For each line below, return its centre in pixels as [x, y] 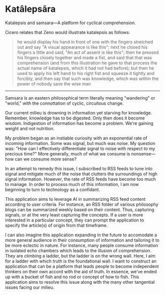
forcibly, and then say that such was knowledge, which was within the [88, 78]
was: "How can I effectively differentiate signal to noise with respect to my [80, 148]
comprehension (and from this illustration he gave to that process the [87, 63]
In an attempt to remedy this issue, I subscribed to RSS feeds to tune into [79, 168]
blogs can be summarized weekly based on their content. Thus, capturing [80, 209]
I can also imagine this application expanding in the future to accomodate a [81, 235]
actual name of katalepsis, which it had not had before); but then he [86, 68]
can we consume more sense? [46, 159]
